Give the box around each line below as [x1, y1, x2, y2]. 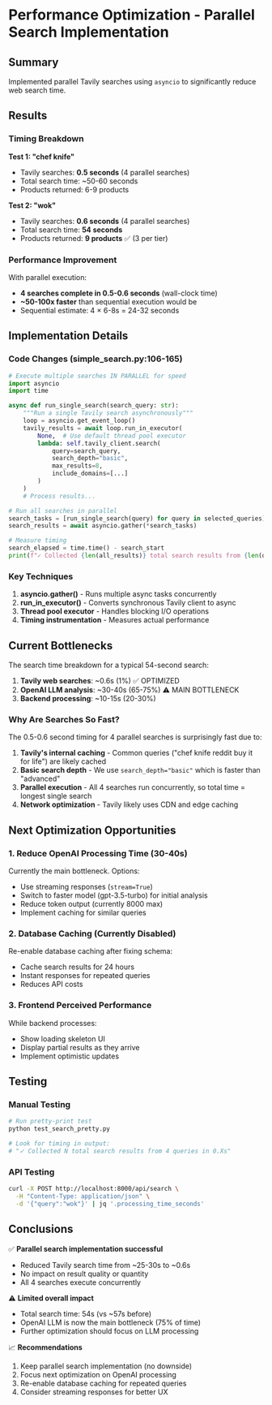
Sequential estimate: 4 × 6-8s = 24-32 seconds [19, 305, 180, 315]
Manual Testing [8, 1098, 71, 1110]
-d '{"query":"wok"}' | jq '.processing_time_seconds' [15, 1200, 205, 1208]
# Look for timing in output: [8, 1140, 111, 1148]
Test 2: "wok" [8, 200, 57, 210]
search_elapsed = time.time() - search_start [8, 544, 164, 553]
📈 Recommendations [8, 1342, 83, 1352]
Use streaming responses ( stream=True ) [19, 882, 153, 892]
